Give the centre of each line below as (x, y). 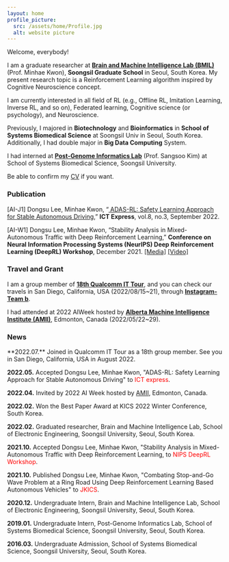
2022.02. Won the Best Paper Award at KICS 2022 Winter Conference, (107, 406)
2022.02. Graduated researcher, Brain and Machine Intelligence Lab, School (115, 427)
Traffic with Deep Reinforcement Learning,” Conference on (128, 237)
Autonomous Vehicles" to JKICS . (53, 489)
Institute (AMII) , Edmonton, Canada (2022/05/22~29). (84, 319)
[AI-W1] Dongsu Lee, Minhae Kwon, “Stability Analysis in (86, 229)
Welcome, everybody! (38, 52)
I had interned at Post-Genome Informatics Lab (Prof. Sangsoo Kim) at (107, 156)
